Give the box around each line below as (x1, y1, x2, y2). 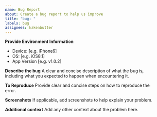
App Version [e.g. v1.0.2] (12, 58, 62, 64)
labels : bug (5, 20, 29, 26)
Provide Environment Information (5, 39, 74, 44)
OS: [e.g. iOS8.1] (12, 53, 45, 59)
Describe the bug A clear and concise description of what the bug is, (5, 68, 144, 74)
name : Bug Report (5, 7, 40, 12)
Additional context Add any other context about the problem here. (5, 107, 139, 113)
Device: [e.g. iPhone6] (12, 48, 57, 54)
